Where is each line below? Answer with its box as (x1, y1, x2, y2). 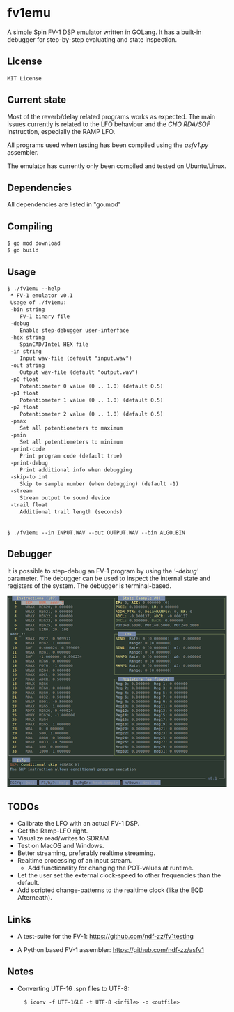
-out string (10, 362, 45, 369)
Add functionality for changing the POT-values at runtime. (27, 863, 194, 873)
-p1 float (10, 390, 39, 397)
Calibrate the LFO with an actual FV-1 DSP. (17, 820, 140, 828)
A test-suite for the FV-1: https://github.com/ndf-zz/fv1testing (17, 932, 194, 941)
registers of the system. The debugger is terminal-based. (7, 581, 172, 590)
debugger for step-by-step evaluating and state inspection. (7, 35, 178, 43)
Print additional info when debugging (19, 467, 132, 474)
